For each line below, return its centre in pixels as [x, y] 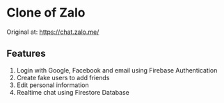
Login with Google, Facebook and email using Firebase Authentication [117, 70]
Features [26, 54]
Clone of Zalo [46, 13]
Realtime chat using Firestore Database [73, 92]
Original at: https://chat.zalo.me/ [53, 32]
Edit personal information [53, 85]
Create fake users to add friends [63, 77]
